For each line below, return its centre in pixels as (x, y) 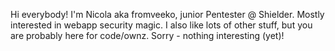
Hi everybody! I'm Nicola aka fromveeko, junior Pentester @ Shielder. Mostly (167, 14)
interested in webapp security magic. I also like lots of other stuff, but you (161, 25)
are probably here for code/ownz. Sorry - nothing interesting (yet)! (147, 35)
